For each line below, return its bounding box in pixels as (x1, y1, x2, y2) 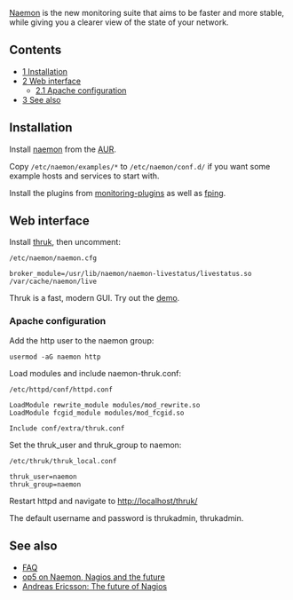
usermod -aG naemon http (9, 352, 101, 361)
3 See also (21, 94, 61, 105)
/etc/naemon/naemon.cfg (9, 254, 98, 263)
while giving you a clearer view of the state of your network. (9, 17, 229, 28)
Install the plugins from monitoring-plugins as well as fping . (9, 187, 226, 198)
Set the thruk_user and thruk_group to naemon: (9, 439, 182, 450)
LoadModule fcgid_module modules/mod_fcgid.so (9, 408, 185, 417)
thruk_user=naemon (9, 472, 77, 481)
